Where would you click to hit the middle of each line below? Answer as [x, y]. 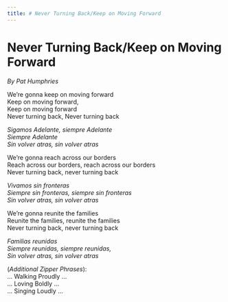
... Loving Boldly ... [33, 283]
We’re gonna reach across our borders [62, 157]
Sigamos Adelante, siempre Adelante [60, 129]
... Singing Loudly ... [35, 291]
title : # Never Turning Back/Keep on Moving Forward [84, 13]
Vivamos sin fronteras [38, 185]
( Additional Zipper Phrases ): [47, 269]
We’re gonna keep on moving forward [60, 94]
